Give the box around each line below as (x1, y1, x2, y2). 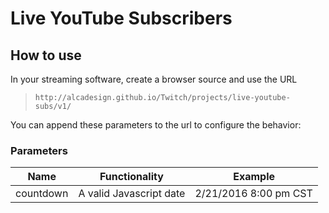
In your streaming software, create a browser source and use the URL (10, 73, 298, 85)
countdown (15, 187, 69, 201)
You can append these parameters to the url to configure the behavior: (10, 119, 302, 131)
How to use (10, 47, 82, 64)
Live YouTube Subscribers (10, 7, 233, 30)
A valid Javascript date (78, 187, 186, 201)
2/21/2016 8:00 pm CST (194, 187, 313, 201)
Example (233, 170, 276, 184)
